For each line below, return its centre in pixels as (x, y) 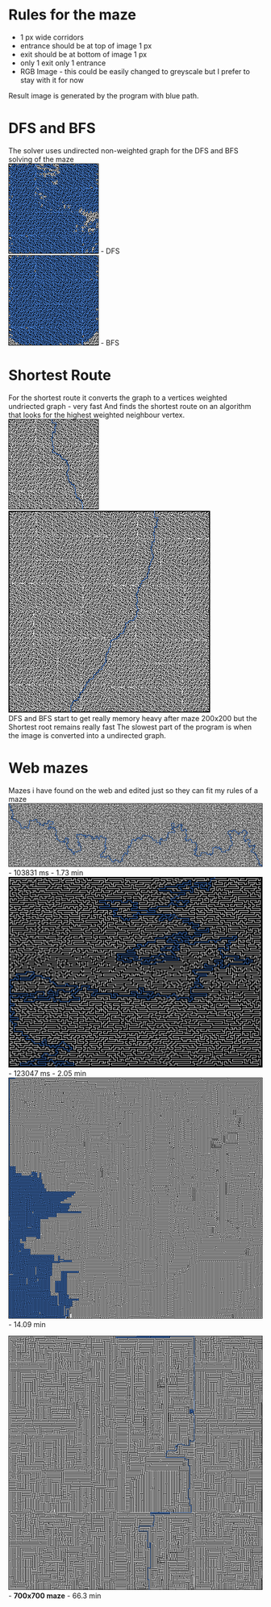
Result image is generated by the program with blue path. (104, 95)
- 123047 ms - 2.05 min (48, 1074)
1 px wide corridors (52, 37)
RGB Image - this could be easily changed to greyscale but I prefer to (135, 71)
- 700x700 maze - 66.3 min (55, 1596)
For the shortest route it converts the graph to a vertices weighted (118, 398)
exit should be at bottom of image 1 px (83, 54)
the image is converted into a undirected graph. (88, 735)
